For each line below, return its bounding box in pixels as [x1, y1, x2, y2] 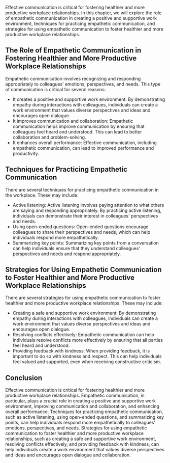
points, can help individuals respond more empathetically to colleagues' [5, 420, 156, 426]
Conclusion [5, 373, 43, 382]
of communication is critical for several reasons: [5, 86, 106, 92]
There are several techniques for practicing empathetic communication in [5, 186, 159, 193]
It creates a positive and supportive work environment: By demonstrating [12, 96, 165, 102]
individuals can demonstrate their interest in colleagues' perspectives [12, 212, 158, 219]
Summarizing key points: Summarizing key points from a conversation [12, 239, 159, 246]
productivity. [12, 150, 40, 156]
